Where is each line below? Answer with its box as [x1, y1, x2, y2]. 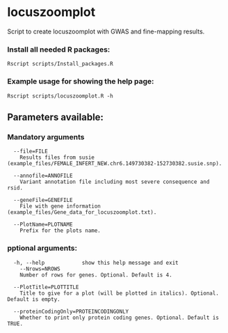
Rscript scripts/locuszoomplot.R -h [7, 92, 113, 100]
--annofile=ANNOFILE [13, 172, 73, 180]
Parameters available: [7, 111, 104, 123]
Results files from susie [19, 154, 95, 161]
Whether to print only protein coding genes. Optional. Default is [19, 314, 219, 321]
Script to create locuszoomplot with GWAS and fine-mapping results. [7, 27, 205, 36]
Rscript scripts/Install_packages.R [7, 61, 113, 68]
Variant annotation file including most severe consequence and [19, 178, 210, 185]
